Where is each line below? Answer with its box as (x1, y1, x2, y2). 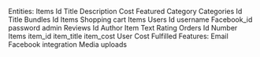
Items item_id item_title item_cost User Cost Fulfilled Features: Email (8, 31, 228, 41)
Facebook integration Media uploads (8, 40, 128, 49)
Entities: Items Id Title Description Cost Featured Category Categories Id (8, 7, 243, 16)
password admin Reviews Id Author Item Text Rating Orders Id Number (8, 23, 238, 32)
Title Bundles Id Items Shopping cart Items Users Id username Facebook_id (8, 15, 253, 24)
